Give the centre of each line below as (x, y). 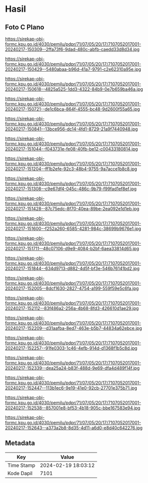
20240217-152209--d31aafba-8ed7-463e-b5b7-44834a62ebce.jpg (74, 328)
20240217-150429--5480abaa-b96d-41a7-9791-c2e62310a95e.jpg (73, 69)
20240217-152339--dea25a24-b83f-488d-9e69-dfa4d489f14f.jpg (73, 368)
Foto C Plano (25, 27)
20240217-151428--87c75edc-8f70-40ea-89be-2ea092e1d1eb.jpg (72, 209)
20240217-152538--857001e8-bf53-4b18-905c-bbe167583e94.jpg (73, 408)
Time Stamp (21, 465)
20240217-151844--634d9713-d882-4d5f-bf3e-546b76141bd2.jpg (72, 268)
